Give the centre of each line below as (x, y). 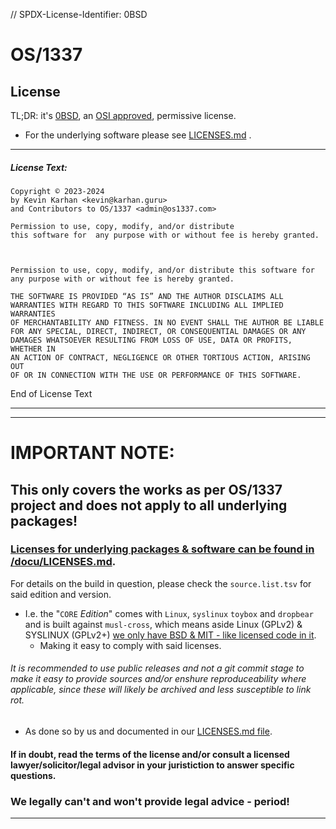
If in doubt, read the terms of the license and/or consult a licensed (150, 754)
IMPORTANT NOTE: (92, 453)
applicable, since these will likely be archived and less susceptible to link (161, 690)
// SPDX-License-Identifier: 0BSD (79, 14)
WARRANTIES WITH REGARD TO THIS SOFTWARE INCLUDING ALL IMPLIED (147, 305)
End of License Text (51, 393)
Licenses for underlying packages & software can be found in (162, 549)
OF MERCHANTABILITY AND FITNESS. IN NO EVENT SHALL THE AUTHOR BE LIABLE (167, 322)
